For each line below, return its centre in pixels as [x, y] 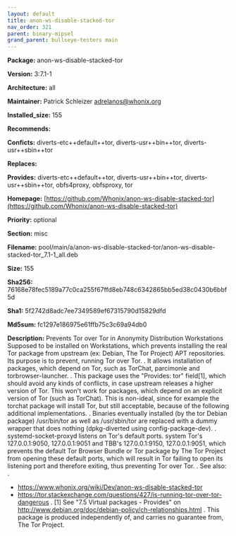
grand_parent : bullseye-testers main [63, 40]
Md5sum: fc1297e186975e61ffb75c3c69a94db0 [77, 325]
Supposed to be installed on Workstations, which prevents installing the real [117, 346]
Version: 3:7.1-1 [30, 74]
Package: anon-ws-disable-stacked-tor [65, 60]
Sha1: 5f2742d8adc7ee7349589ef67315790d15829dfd [87, 311]
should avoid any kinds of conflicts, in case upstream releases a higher [110, 383]
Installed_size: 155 [35, 115]
